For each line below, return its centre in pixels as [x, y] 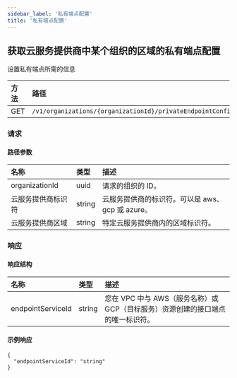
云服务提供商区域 [39, 223]
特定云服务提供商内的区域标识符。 [159, 223]
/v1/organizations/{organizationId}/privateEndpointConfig [133, 111]
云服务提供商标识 [39, 199]
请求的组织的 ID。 [131, 186]
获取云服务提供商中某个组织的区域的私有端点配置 [114, 51]
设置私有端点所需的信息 [41, 69]
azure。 [139, 210]
